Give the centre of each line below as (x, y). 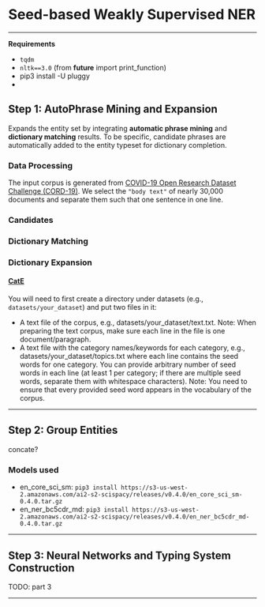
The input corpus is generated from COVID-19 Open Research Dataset (122, 183)
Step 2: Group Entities (63, 430)
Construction (41, 568)
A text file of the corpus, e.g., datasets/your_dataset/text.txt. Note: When (138, 322)
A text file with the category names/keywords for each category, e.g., (132, 348)
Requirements (32, 43)
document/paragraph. (55, 339)
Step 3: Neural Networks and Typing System (119, 555)
